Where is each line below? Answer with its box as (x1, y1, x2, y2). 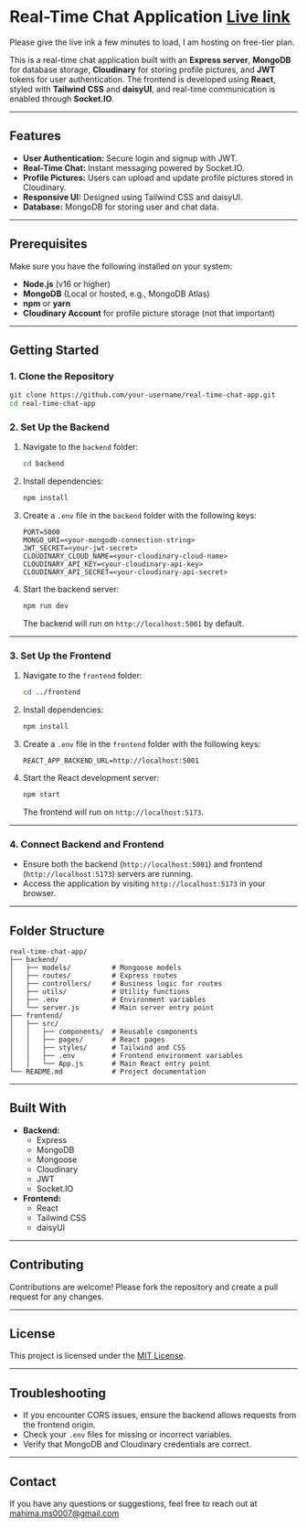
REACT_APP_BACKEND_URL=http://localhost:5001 (22, 756, 199, 765)
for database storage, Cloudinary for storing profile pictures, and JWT (9, 64, 276, 75)
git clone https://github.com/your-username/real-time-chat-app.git (9, 390, 276, 400)
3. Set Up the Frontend (9, 649, 111, 662)
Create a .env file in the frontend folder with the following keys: (22, 738, 261, 749)
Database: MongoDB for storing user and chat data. (22, 201, 219, 212)
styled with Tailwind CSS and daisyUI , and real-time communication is (9, 83, 276, 94)
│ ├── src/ (9, 1019, 59, 1028)
